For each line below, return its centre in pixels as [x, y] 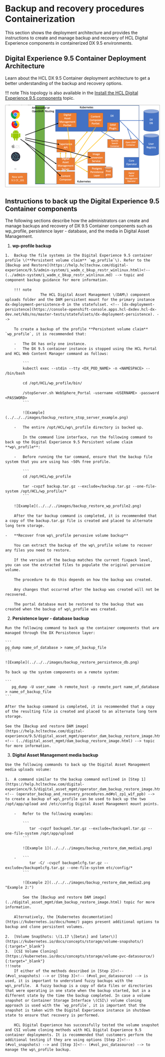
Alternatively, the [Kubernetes [47, 917]
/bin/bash [15, 373]
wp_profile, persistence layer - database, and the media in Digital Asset [77, 231]
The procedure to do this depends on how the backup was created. [83, 580]
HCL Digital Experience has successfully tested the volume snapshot [87, 1025]
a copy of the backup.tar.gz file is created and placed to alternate [79, 521]
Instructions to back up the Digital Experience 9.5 [82, 201]
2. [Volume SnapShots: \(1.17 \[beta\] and [51, 937]
